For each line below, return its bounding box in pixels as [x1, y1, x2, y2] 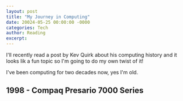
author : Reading [6, 30, 46, 36]
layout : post [6, 8, 38, 15]
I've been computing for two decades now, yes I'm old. [6, 69, 139, 75]
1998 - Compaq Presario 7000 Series [6, 85, 144, 96]
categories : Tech [6, 24, 49, 31]
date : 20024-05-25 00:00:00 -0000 [6, 19, 91, 25]
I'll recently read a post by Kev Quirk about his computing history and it [6, 52, 177, 58]
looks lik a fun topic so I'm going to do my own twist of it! [6, 57, 144, 64]
